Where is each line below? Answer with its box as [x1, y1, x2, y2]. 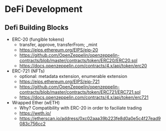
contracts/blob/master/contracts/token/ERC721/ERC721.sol [19, 89, 141, 95]
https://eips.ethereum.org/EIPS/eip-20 [19, 47, 98, 53]
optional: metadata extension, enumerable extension [19, 73, 128, 79]
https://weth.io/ [19, 110, 51, 116]
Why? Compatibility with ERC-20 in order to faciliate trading [19, 105, 142, 111]
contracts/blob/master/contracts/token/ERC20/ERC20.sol [19, 58, 138, 63]
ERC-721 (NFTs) [11, 68, 45, 74]
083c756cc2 [19, 121, 46, 127]
